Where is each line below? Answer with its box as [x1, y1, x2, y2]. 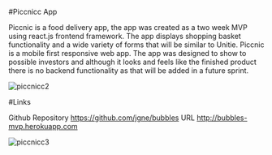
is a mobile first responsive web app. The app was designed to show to [8, 49, 247, 58]
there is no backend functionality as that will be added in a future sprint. [8, 66, 249, 75]
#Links [8, 97, 31, 106]
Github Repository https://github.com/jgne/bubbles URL [8, 113, 195, 123]
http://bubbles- [196, 113, 248, 123]
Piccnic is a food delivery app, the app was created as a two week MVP [8, 23, 248, 32]
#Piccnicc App [8, 7, 58, 16]
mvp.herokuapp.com [8, 122, 79, 131]
